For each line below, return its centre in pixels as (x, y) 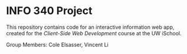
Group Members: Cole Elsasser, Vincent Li (58, 45)
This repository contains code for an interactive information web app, (90, 27)
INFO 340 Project (49, 11)
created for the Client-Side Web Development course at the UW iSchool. (94, 33)
